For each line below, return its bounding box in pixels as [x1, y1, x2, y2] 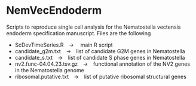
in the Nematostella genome [14, 66, 85, 73]
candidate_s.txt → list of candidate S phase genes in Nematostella [14, 54, 185, 61]
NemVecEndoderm [6, 4, 102, 17]
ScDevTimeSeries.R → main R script [14, 41, 113, 48]
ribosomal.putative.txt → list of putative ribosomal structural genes [14, 73, 187, 80]
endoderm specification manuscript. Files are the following [6, 29, 151, 36]
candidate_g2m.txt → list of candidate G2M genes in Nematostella [14, 47, 185, 54]
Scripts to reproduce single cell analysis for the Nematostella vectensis [6, 23, 181, 30]
